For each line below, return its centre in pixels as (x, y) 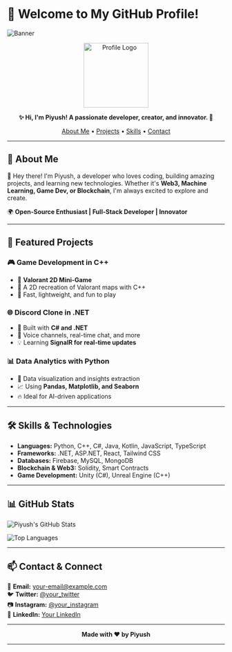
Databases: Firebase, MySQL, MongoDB (75, 460)
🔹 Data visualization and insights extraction (78, 379)
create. (17, 198)
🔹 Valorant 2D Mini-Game (54, 280)
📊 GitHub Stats (41, 504)
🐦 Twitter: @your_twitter (43, 594)
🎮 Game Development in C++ (58, 263)
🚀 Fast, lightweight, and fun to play (66, 295)
